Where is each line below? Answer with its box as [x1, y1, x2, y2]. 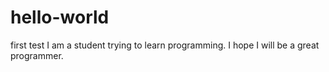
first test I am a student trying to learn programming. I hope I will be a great [10, 39, 320, 51]
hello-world [10, 6, 110, 29]
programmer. [10, 49, 64, 61]
